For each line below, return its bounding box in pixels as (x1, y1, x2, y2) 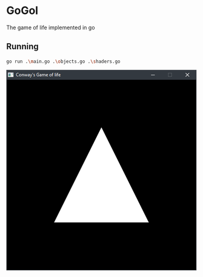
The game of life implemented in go (6, 24, 95, 31)
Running (6, 41, 39, 52)
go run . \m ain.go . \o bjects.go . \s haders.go (6, 58, 121, 65)
